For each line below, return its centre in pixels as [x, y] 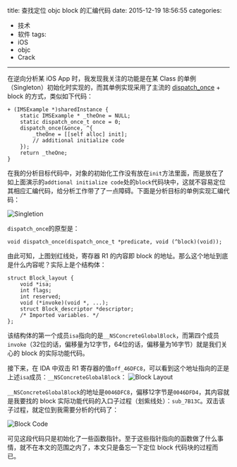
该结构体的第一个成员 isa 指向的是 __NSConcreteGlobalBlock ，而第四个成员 [114, 335]
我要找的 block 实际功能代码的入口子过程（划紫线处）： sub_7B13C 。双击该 [119, 401]
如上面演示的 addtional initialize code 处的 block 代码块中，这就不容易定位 [116, 182]
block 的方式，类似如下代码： [50, 96]
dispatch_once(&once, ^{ [56, 128]
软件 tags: [32, 34]
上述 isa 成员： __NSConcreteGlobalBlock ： [67, 377]
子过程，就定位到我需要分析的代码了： [63, 410]
